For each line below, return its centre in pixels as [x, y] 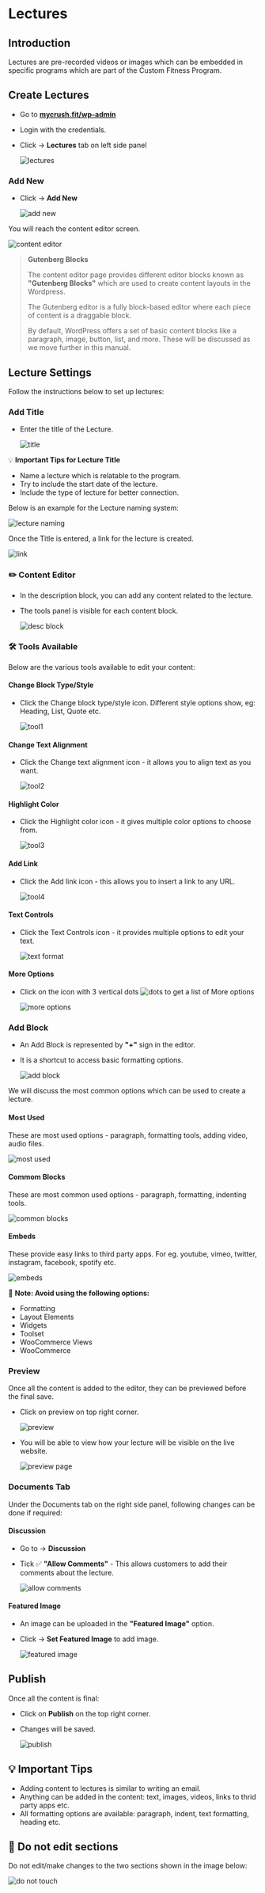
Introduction [40, 43]
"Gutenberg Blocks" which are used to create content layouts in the [139, 283]
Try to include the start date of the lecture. [89, 485]
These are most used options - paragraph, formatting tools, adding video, [128, 1135]
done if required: [36, 1512]
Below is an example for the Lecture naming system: [94, 508]
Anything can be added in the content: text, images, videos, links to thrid [138, 1796]
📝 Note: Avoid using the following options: [79, 1293]
